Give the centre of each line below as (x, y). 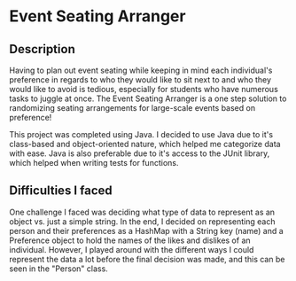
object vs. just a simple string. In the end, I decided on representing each (142, 221)
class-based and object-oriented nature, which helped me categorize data (145, 144)
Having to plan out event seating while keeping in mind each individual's (141, 70)
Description (42, 49)
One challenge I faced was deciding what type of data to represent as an (142, 212)
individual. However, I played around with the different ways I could (132, 249)
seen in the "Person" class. (58, 269)
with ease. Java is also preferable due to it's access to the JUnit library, (140, 153)
